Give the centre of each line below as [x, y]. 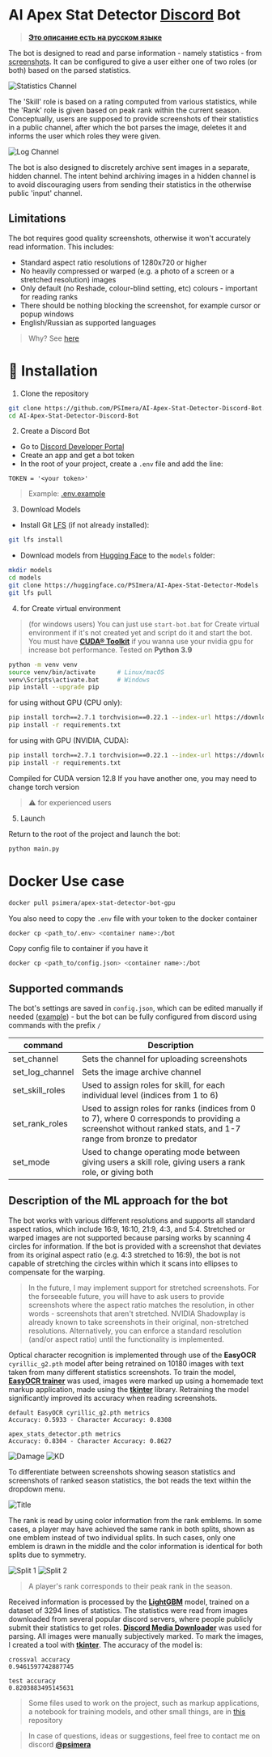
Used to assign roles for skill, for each [153, 1085]
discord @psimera [59, 1744]
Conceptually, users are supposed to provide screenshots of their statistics [134, 118]
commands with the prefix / [55, 1025]
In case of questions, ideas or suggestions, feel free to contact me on [144, 1736]
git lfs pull [30, 592]
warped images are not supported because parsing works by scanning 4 [130, 1237]
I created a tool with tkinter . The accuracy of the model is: [106, 1645]
